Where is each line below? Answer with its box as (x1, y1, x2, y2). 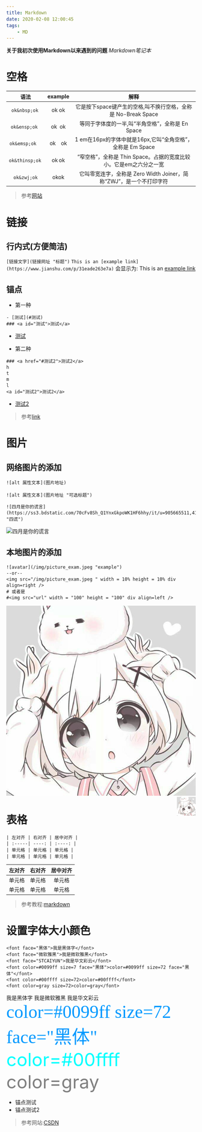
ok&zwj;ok (13, 175, 38, 181)
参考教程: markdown (20, 900, 70, 908)
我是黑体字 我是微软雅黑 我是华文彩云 (6, 995, 99, 1002)
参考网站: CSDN (20, 1119, 59, 1127)
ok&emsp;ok (9, 141, 37, 147)
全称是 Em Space (112, 144, 155, 151)
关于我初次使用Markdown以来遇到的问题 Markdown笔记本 (6, 47, 151, 54)
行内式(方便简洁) (6, 241, 68, 252)
